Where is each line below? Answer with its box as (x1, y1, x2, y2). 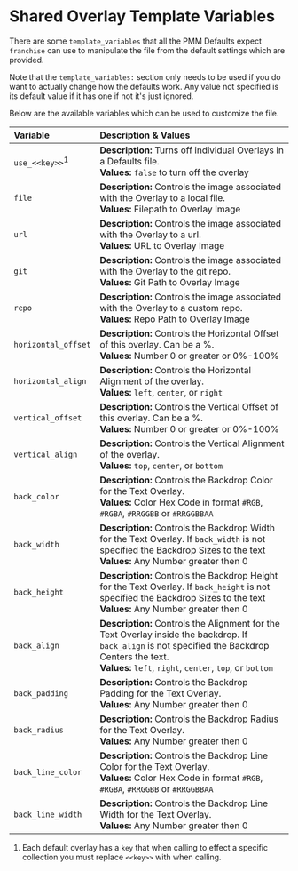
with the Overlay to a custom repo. (99, 301, 243, 314)
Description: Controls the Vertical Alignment (99, 437, 285, 450)
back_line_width (13, 809, 82, 819)
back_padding (13, 688, 69, 699)
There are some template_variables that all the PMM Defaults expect (9, 36, 263, 46)
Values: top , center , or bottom (99, 459, 223, 472)
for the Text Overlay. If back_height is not (99, 580, 271, 593)
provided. (9, 54, 44, 65)
